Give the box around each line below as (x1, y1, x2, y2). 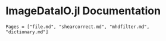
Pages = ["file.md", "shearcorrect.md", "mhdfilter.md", (5, 24, 150, 30)
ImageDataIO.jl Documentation (5, 4, 161, 18)
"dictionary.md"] (5, 29, 49, 35)
